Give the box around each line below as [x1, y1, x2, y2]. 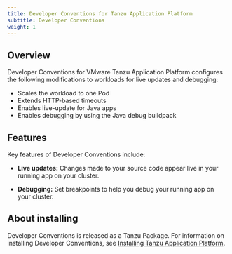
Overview [7, 49, 51, 61]
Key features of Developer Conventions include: [7, 150, 146, 159]
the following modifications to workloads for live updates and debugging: [7, 75, 219, 84]
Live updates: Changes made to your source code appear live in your [17, 164, 219, 172]
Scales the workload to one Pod [17, 89, 110, 98]
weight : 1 [7, 23, 36, 30]
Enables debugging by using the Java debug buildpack [17, 112, 177, 120]
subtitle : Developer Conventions [7, 17, 105, 24]
